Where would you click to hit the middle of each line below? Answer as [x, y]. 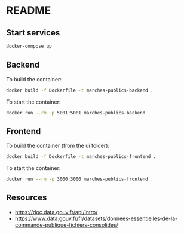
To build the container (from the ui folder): [58, 146]
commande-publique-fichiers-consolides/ [66, 224]
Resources [27, 198]
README [29, 10]
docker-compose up [29, 46]
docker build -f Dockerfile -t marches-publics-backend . [80, 90]
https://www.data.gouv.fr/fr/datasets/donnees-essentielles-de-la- [96, 218]
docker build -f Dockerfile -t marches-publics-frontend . [81, 157]
